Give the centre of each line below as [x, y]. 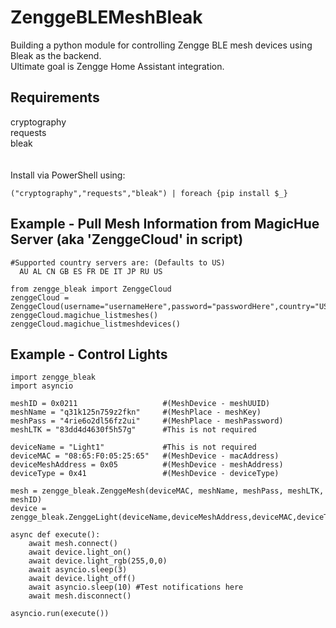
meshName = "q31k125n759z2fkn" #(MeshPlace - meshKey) [136, 412]
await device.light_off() [82, 579]
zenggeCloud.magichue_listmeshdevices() [96, 324]
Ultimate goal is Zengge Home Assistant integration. [117, 66]
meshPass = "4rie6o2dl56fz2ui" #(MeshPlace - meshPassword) [147, 421]
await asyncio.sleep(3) [78, 570]
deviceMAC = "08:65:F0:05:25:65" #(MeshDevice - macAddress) [145, 456]
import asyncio [42, 386]
